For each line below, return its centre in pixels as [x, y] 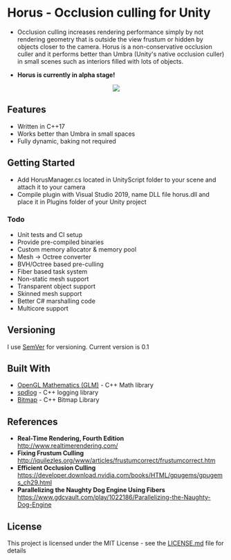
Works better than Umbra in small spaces [76, 134]
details [17, 551]
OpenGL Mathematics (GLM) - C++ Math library [85, 385]
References [33, 422]
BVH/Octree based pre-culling [60, 264]
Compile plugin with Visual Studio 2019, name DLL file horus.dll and [113, 194]
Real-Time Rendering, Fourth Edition [71, 439]
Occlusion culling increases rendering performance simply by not [110, 32]
